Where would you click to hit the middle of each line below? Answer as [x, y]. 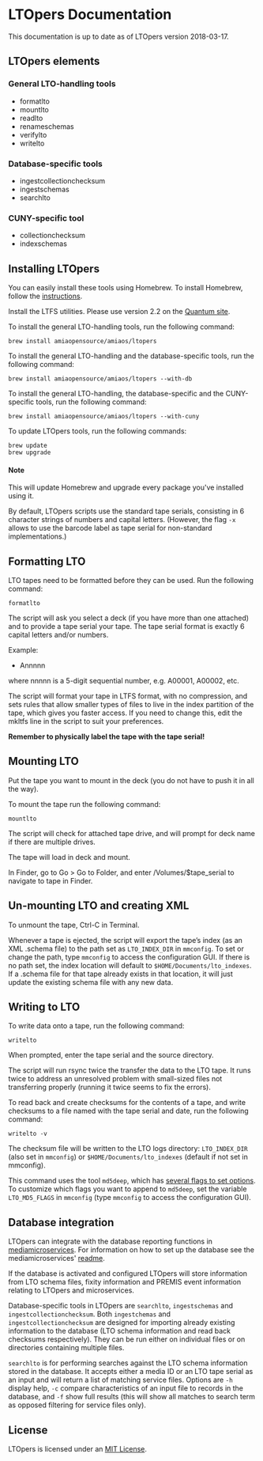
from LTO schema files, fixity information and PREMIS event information [125, 1282]
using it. [21, 496]
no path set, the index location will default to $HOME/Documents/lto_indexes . [130, 965]
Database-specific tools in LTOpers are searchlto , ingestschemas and [120, 1306]
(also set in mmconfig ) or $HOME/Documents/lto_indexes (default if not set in [128, 1157]
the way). [24, 789]
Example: [23, 650]
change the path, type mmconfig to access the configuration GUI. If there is [129, 957]
